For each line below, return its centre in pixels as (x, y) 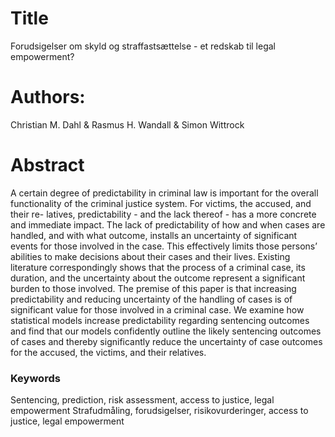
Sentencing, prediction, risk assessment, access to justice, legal (142, 400)
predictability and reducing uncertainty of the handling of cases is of (151, 299)
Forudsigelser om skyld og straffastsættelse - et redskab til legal (143, 46)
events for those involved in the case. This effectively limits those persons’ (164, 246)
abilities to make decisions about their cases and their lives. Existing (150, 256)
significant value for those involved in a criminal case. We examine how (157, 309)
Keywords (35, 378)
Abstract (47, 165)
